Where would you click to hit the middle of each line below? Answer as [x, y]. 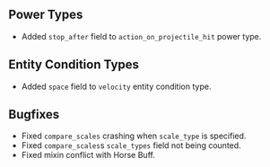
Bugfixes [34, 114]
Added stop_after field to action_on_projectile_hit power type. [141, 36]
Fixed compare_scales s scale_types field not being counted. [131, 145]
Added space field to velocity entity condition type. [116, 86]
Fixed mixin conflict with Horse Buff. [88, 155]
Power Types [46, 15]
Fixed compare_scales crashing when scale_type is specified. [134, 136]
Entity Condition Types [74, 65]
